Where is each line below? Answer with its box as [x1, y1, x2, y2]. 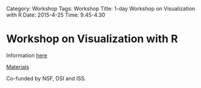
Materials [6, 63, 29, 70]
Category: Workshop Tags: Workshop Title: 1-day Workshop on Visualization [6, 5, 196, 12]
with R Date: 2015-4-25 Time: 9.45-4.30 [6, 11, 106, 18]
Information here [6, 52, 48, 59]
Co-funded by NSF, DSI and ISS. [6, 74, 86, 82]
